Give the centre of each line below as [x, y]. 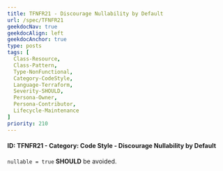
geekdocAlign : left [36, 33]
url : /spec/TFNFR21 [36, 20]
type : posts [24, 46]
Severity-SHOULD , [39, 91]
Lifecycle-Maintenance [46, 111]
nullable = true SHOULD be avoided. [62, 161]
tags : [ [18, 53]
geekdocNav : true [32, 26]
